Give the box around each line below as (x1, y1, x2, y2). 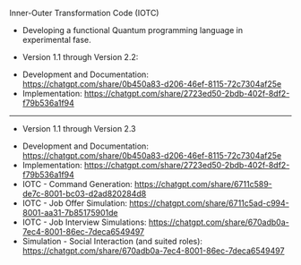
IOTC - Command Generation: (21, 179, 133, 189)
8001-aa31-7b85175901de (21, 208, 118, 218)
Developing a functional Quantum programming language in (21, 25, 244, 35)
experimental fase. (21, 35, 91, 45)
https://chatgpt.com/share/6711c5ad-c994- (129, 198, 289, 209)
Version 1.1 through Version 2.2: (21, 52, 139, 62)
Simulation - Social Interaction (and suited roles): (21, 236, 203, 246)
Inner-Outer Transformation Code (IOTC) (9, 8, 159, 18)
